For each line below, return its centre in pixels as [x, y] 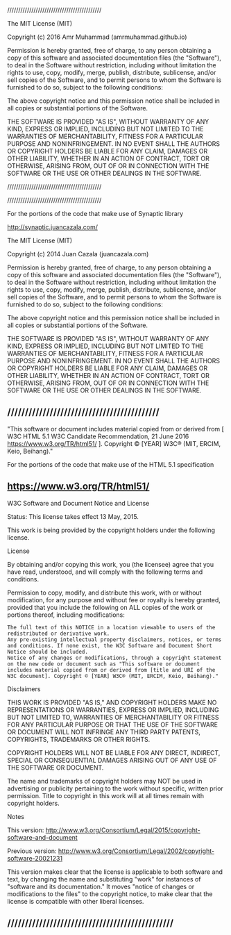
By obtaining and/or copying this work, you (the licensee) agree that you [111, 564]
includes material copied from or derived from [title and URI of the [111, 670]
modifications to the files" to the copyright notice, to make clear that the [110, 894]
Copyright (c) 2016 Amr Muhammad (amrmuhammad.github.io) [97, 37]
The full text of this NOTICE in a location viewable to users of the [111, 627]
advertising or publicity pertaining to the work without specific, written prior [115, 788]
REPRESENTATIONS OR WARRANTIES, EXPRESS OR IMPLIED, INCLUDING [113, 710]
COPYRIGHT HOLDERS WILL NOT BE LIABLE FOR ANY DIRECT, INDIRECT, [114, 752]
